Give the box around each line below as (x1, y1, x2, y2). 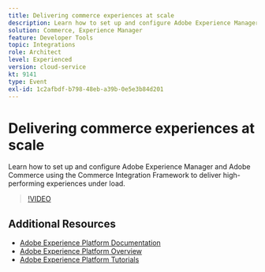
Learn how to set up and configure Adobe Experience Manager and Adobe (8, 162, 251, 172)
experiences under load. (46, 179, 126, 188)
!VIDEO (27, 195, 51, 204)
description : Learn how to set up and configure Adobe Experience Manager (8, 19, 259, 27)
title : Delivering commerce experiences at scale (8, 11, 175, 20)
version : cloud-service (8, 63, 87, 71)
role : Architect (8, 48, 62, 56)
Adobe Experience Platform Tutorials (19, 255, 140, 265)
